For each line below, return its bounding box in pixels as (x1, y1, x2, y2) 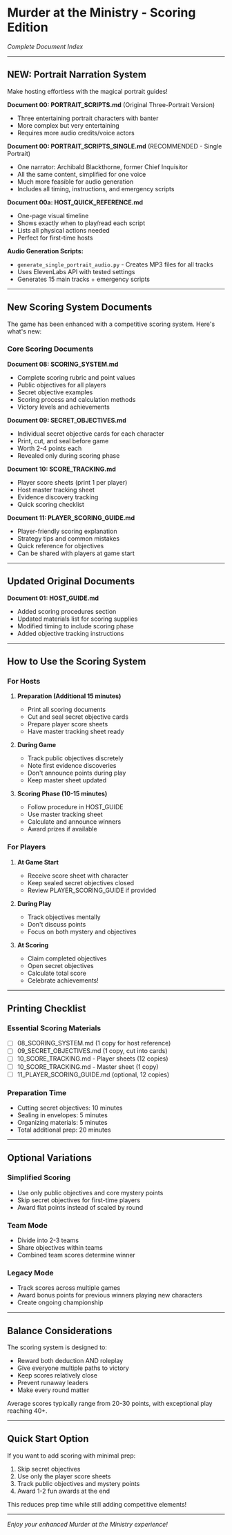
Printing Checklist (7, 1003, 86, 1014)
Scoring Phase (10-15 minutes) (17, 789, 108, 798)
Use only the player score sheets (17, 1472, 111, 1480)
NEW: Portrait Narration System (7, 69, 147, 81)
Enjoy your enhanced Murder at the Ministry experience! (7, 1520, 168, 1528)
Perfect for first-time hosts (17, 233, 93, 242)
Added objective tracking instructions (17, 629, 124, 637)
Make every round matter (17, 1386, 90, 1394)
